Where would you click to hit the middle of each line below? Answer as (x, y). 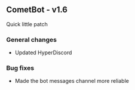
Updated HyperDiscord (43, 52)
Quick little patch (27, 24)
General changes (31, 39)
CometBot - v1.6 (37, 10)
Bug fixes (20, 68)
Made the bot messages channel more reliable (72, 81)
